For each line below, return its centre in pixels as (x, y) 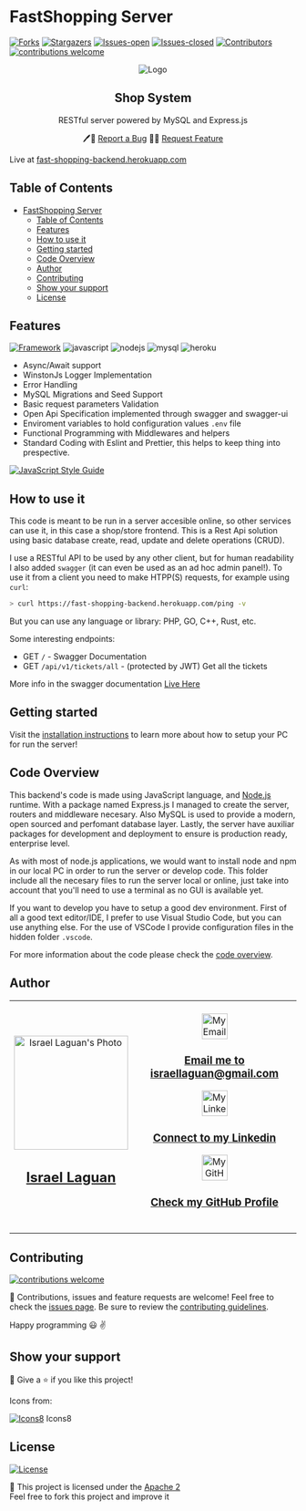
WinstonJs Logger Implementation (87, 375)
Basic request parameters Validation (91, 404)
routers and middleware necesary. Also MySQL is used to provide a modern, (153, 814)
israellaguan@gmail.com (214, 1073)
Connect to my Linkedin (214, 1138)
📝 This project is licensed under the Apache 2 (95, 1486)
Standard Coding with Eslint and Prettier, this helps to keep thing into (151, 443)
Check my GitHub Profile (214, 1202)
